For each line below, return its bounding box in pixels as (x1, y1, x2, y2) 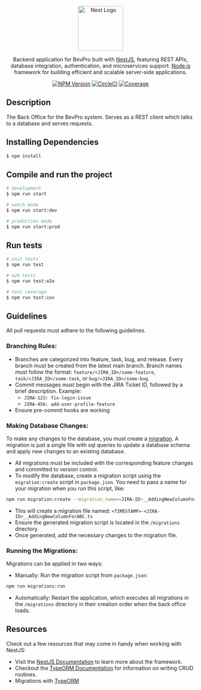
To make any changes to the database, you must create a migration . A (6, 435, 179, 443)
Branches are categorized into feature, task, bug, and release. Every (14, 355, 184, 362)
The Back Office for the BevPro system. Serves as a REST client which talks (6, 113, 193, 120)
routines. (14, 671, 37, 678)
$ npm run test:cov (6, 294, 55, 301)
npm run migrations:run (6, 583, 66, 589)
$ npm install (6, 153, 42, 159)
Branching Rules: (6, 342, 57, 350)
